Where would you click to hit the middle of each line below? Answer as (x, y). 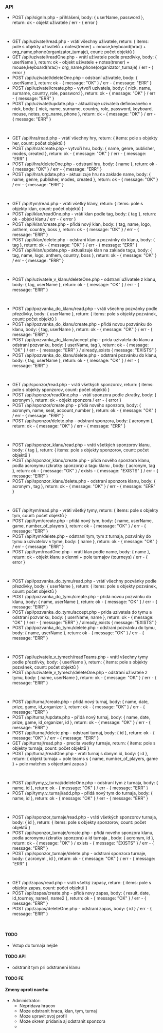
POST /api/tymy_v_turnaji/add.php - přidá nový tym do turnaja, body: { (82, 793)
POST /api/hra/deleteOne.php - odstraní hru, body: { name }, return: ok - (85, 164)
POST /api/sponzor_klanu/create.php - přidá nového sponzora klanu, (81, 460)
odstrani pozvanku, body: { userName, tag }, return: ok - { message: (81, 345)
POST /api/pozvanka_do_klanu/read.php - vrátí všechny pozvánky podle (85, 309)
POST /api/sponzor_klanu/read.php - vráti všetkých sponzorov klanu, (81, 445)
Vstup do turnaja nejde (35, 945)
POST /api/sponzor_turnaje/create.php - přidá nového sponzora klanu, (83, 833)
